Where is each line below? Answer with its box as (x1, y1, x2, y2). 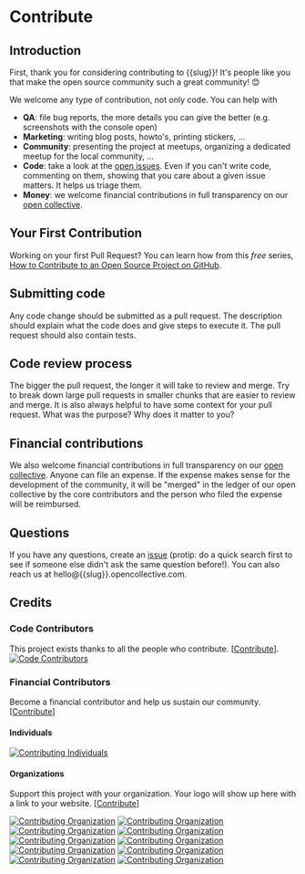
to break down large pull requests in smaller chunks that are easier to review (9, 390, 296, 401)
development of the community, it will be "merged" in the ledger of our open (9, 479, 296, 490)
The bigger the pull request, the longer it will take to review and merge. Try (9, 380, 290, 391)
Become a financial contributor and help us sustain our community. (9, 696, 261, 708)
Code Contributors (9, 622, 94, 635)
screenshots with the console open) (22, 121, 158, 132)
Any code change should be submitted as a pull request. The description (9, 310, 282, 321)
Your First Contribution (9, 225, 143, 241)
